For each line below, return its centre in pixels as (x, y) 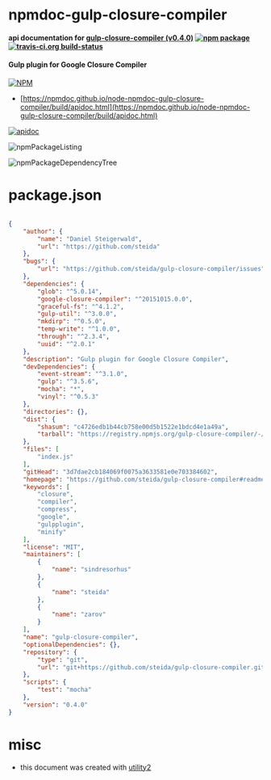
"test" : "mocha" (65, 690)
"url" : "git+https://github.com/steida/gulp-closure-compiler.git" (153, 667)
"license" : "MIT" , (54, 547)
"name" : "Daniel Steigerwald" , (90, 239)
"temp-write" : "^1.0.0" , (79, 329)
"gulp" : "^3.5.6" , (68, 382)
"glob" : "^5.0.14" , (70, 291)
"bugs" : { (40, 261)
